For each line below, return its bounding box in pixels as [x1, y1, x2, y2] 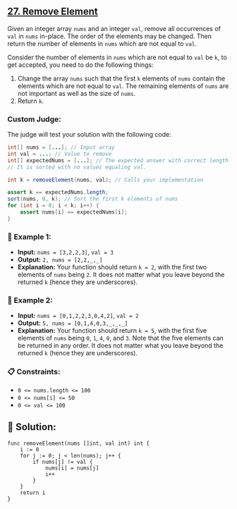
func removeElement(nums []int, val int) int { [7, 440, 150, 447]
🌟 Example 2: [7, 295, 53, 305]
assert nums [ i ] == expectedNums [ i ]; [20, 209, 128, 216]
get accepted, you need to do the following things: [7, 60, 154, 69]
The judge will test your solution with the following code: [7, 130, 171, 139]
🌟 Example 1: [7, 232, 51, 242]
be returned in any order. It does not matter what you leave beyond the [17, 341, 224, 350]
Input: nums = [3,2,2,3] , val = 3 [17, 248, 114, 257]
